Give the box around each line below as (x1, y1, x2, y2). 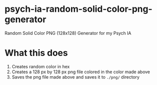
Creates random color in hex (11, 63, 70, 69)
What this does (4, 48, 68, 58)
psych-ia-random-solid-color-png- (4, 3, 153, 15)
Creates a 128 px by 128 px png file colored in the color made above (11, 69, 150, 75)
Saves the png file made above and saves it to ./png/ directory (11, 74, 140, 80)
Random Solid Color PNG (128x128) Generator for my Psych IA (4, 30, 131, 36)
